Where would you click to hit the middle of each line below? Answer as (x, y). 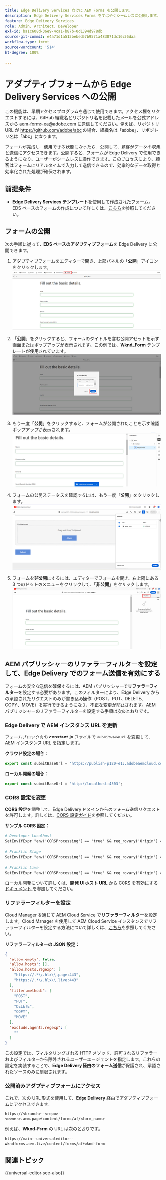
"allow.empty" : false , (33, 959)
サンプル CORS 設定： (27, 826)
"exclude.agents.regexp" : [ (39, 1027)
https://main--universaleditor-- (40, 1139)
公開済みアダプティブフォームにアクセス (53, 1086)
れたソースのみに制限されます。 (37, 1072)
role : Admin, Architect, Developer (42, 26)
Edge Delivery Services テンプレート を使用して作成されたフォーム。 (83, 202)
